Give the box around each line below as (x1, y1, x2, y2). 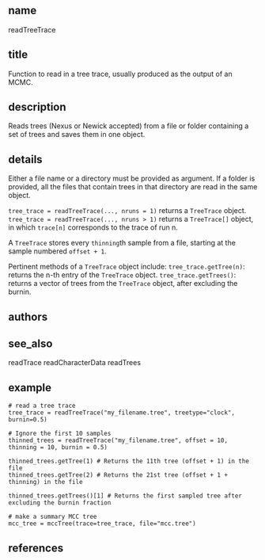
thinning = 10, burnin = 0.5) (8, 444, 108, 451)
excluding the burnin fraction (8, 499, 112, 507)
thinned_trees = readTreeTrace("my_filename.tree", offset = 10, (8, 436, 228, 444)
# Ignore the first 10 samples (8, 429, 112, 438)
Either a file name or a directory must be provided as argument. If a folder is (8, 173, 256, 183)
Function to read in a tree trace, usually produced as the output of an (8, 69, 233, 78)
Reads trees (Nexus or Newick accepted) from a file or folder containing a (8, 121, 249, 131)
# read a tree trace (8, 402, 77, 410)
